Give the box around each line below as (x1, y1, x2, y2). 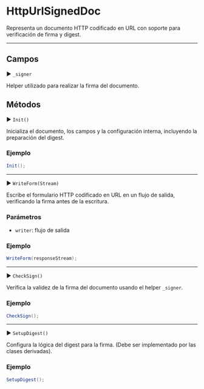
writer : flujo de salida (15, 226, 70, 234)
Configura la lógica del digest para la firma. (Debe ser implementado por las (6, 341, 196, 348)
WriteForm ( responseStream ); (6, 255, 78, 262)
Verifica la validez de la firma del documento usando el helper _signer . (6, 284, 183, 291)
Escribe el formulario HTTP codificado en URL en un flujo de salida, (6, 191, 175, 198)
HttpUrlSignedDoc (6, 4, 101, 18)
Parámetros (6, 212, 41, 221)
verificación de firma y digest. (6, 30, 81, 38)
